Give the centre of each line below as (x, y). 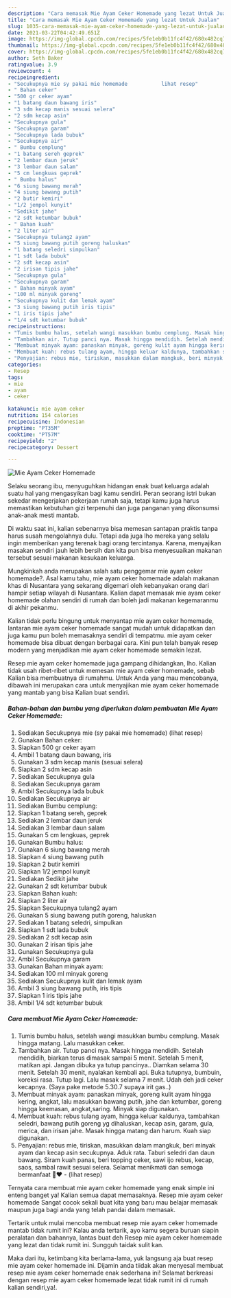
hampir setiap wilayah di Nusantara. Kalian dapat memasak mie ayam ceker (114, 593)
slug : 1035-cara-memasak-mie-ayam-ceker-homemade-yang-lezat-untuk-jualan (117, 26)
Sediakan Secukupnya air (53, 799)
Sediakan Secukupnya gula (56, 777)
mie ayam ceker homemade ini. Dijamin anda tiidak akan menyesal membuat (115, 1266)
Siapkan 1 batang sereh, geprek (62, 813)
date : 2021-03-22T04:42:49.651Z (54, 33)
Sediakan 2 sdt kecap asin (55, 937)
